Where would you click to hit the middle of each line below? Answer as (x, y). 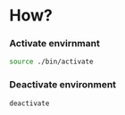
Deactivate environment (63, 85)
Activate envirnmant (54, 44)
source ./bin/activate (51, 62)
